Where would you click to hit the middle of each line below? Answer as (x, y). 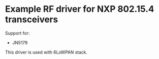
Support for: (17, 33)
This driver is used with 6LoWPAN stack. (46, 52)
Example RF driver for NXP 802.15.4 (79, 9)
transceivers (32, 19)
